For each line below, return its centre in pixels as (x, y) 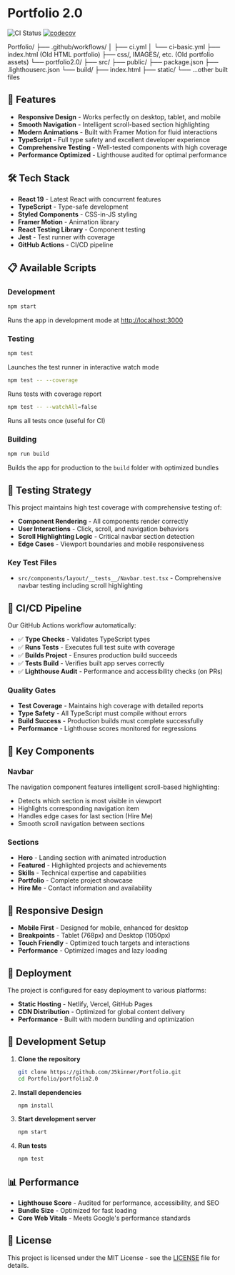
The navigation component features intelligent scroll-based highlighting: (114, 787)
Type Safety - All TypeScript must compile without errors (102, 713)
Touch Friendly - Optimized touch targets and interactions (104, 943)
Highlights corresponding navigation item (78, 808)
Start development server (57, 1119)
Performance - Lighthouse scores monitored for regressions (107, 729)
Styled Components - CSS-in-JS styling (77, 214)
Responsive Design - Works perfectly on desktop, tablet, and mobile (119, 116)
